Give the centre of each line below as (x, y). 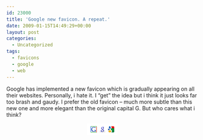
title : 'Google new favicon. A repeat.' (59, 19)
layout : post (23, 32)
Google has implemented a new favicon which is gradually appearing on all (101, 89)
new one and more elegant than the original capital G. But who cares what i (101, 108)
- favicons (26, 58)
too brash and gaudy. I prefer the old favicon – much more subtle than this (99, 102)
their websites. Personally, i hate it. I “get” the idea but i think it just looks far (101, 95)
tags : (13, 52)
